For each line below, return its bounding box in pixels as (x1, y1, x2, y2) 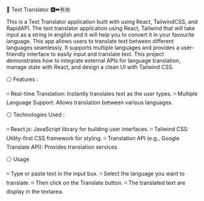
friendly (6, 51, 26, 57)
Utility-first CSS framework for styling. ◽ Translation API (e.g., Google (6, 135, 180, 142)
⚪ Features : (6, 76, 38, 83)
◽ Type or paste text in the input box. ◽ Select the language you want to (6, 170, 185, 177)
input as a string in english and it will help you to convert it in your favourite (6, 31, 195, 38)
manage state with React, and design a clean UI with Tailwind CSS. (6, 63, 174, 71)
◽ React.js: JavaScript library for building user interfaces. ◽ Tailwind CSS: (6, 125, 189, 133)
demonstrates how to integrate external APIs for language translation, (6, 57, 181, 64)
